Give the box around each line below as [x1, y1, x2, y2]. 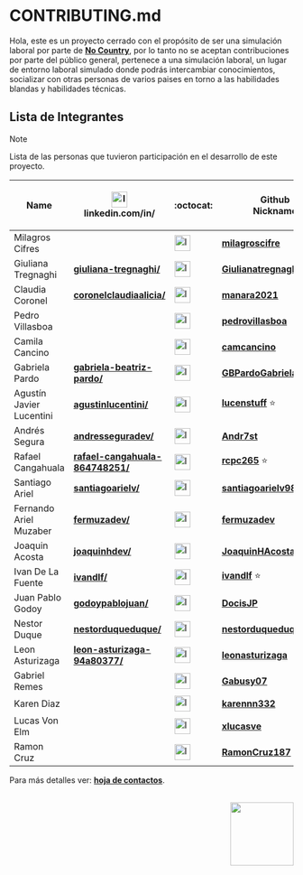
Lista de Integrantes [9, 109, 124, 125]
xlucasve [221, 720, 262, 732]
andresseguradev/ [73, 430, 155, 442]
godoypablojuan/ [73, 597, 149, 610]
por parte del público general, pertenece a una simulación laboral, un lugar [9, 54, 287, 65]
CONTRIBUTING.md [9, 5, 162, 26]
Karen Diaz [14, 697, 60, 710]
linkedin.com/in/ [83, 207, 156, 219]
